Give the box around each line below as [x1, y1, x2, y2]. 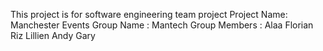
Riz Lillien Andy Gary [10, 30, 96, 41]
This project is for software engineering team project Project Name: [10, 9, 288, 20]
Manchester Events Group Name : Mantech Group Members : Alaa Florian [10, 19, 314, 31]
